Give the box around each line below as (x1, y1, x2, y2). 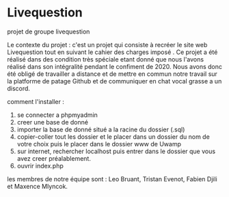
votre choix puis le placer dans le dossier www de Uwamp (16, 140, 181, 148)
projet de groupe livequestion (7, 27, 90, 36)
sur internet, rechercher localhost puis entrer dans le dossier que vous (16, 147, 216, 155)
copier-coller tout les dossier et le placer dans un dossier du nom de (16, 132, 210, 141)
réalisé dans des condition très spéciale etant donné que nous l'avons (7, 55, 204, 63)
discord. (7, 84, 31, 92)
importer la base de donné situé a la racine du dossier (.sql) (16, 125, 185, 133)
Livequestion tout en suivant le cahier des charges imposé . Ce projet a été (7, 48, 218, 56)
